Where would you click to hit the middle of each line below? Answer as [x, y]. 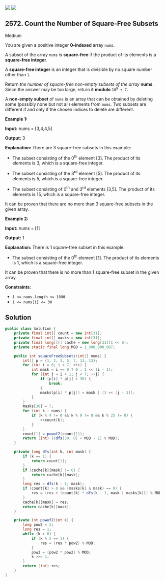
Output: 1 [15, 238]
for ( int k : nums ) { [45, 411]
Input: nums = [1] [23, 228]
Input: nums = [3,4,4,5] [29, 129]
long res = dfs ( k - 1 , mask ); [54, 484]
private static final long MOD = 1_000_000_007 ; [65, 347]
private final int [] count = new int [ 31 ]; [58, 333]
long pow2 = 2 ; [38, 525]
